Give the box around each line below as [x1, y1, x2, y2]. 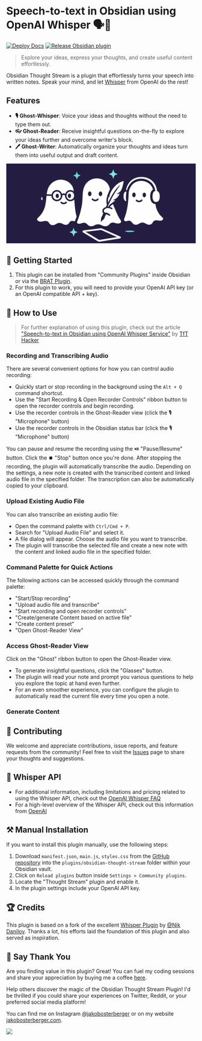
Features [6, 96, 40, 106]
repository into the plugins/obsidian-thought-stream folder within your [14, 859, 191, 866]
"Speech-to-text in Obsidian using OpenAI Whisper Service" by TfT [20, 330, 189, 337]
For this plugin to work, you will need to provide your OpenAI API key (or [14, 284, 194, 291]
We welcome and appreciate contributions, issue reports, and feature [6, 742, 178, 749]
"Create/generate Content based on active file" [14, 613, 132, 621]
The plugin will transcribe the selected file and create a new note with [14, 541, 188, 548]
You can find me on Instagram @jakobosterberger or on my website [6, 1010, 174, 1018]
